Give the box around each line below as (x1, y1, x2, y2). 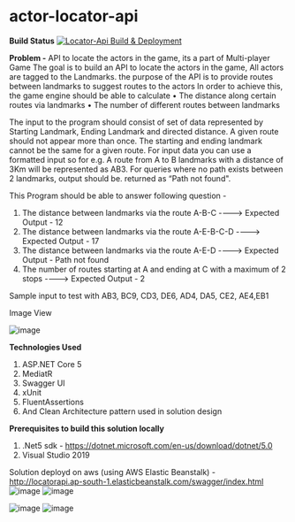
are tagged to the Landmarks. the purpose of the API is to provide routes (9, 71, 274, 81)
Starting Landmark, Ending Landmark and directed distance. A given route (9, 126, 279, 136)
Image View (9, 307, 52, 318)
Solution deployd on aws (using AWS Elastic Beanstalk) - (9, 466, 216, 477)
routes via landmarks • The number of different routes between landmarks (9, 99, 281, 110)
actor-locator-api (9, 6, 139, 27)
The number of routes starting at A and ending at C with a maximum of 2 (21, 264, 287, 274)
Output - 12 (21, 217, 64, 227)
